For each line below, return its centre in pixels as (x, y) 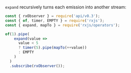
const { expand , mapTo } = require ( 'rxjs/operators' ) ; (63, 25)
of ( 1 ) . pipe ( (17, 34)
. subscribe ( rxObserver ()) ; (37, 66)
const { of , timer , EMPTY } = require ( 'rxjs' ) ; (55, 21)
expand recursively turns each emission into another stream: (66, 7)
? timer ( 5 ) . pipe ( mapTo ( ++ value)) (52, 48)
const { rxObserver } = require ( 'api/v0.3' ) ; (52, 16)
